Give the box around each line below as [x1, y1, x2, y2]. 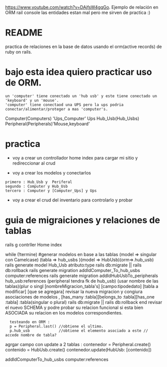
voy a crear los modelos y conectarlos [12, 169, 91, 175]
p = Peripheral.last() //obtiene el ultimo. [9, 323, 104, 329]
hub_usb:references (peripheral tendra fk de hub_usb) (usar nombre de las [5, 277, 159, 284]
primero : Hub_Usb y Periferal [5, 179, 72, 184]
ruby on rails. [5, 48, 32, 54]
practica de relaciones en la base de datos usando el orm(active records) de [5, 43, 162, 49]
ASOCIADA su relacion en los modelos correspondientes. [5, 309, 123, 315]
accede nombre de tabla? [5, 332, 57, 337]
